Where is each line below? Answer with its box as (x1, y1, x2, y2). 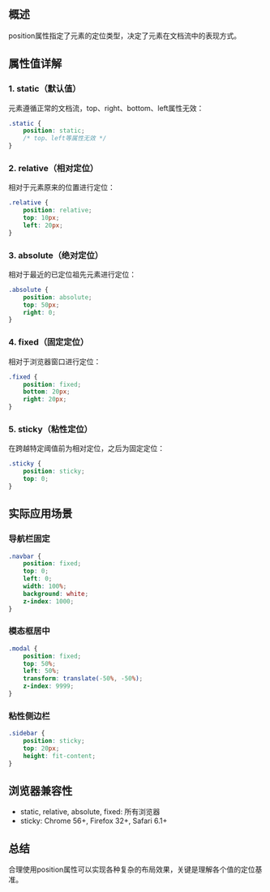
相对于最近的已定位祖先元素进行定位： (8, 269, 136, 279)
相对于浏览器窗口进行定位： (8, 356, 101, 367)
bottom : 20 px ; (23, 388, 71, 396)
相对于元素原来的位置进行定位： (8, 182, 115, 192)
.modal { (8, 644, 38, 653)
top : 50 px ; (23, 301, 60, 309)
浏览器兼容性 (8, 783, 73, 797)
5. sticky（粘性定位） (8, 423, 93, 435)
